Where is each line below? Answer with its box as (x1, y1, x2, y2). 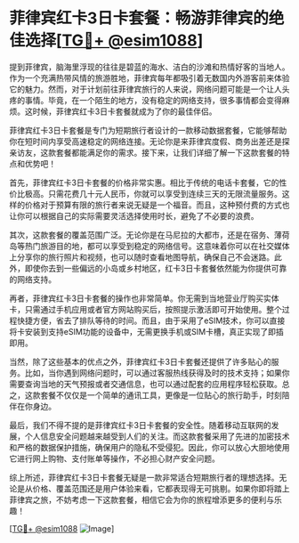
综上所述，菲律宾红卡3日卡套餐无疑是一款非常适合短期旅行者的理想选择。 (9, 472, 279, 482)
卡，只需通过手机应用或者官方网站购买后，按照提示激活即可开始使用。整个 (9, 304, 282, 314)
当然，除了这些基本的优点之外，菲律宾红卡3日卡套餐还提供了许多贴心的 (9, 356, 271, 367)
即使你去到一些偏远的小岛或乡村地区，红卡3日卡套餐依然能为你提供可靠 (24, 263, 287, 273)
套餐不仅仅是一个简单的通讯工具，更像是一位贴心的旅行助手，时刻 (39, 389, 282, 401)
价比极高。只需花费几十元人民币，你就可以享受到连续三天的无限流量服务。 (9, 188, 282, 199)
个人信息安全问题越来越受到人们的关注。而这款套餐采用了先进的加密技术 (24, 431, 290, 442)
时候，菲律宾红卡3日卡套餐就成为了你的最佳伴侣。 (32, 106, 217, 117)
